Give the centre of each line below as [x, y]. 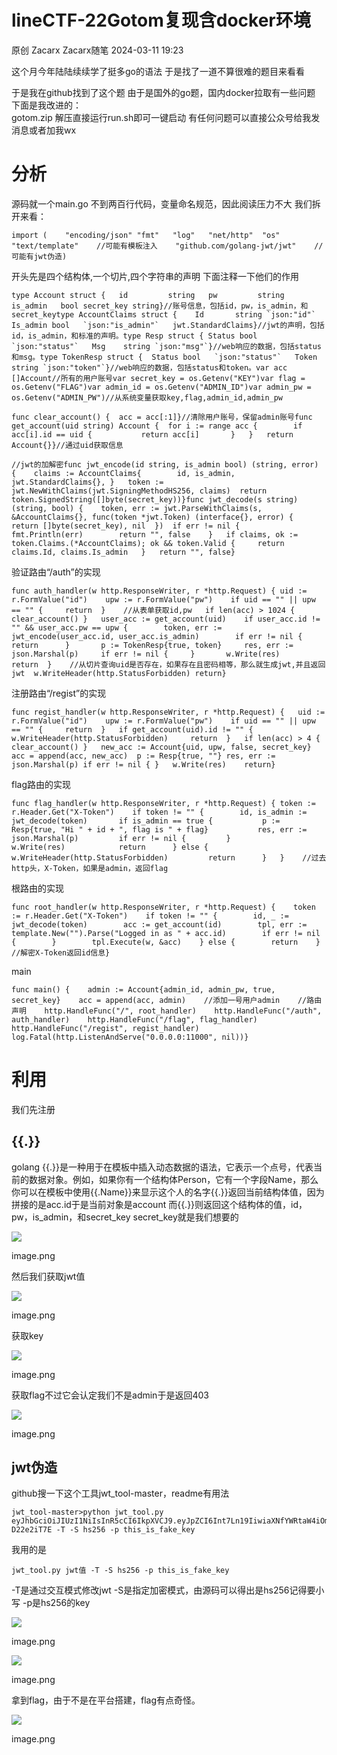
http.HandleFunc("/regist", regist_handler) [105, 1028]
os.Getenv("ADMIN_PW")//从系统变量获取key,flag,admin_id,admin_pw [147, 397]
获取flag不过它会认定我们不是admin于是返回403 [110, 1395]
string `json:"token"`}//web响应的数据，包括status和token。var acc [149, 367]
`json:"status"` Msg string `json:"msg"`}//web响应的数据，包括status [167, 346]
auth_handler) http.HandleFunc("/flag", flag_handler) [134, 1019]
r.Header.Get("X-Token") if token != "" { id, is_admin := [159, 812]
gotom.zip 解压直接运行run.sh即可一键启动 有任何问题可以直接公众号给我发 [166, 117]
